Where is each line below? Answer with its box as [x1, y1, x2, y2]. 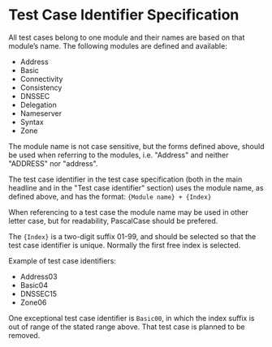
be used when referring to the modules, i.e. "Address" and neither [8, 150, 229, 160]
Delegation [19, 100, 57, 109]
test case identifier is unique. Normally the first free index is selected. [8, 240, 241, 250]
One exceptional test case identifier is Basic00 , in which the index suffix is [8, 313, 255, 323]
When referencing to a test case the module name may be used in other [8, 207, 249, 216]
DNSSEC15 [19, 289, 58, 298]
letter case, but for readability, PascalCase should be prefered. [8, 216, 218, 225]
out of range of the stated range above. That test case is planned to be [8, 322, 245, 332]
